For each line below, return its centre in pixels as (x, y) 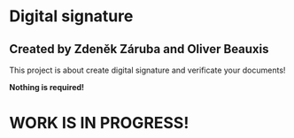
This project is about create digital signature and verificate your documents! (147, 70)
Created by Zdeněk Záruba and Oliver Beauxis (139, 49)
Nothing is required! (47, 87)
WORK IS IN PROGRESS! (99, 123)
